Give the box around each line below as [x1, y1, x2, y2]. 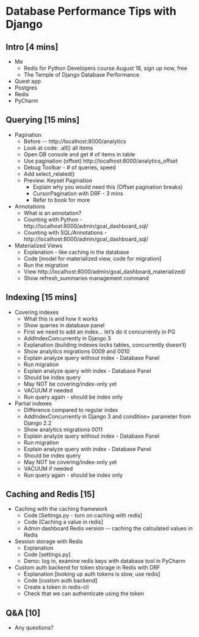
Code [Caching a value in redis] [23, 518, 104, 525]
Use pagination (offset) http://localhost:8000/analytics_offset [23, 157, 178, 164]
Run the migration [23, 261, 69, 269]
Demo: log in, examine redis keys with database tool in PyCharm [23, 557, 186, 565]
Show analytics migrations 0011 [23, 425, 103, 433]
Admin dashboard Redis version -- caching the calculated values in [23, 525, 193, 532]
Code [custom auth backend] [23, 577, 98, 584]
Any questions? [14, 624, 54, 631]
